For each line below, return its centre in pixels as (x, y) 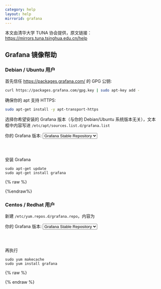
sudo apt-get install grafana (36, 173)
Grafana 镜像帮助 (31, 54)
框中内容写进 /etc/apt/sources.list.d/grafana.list (57, 125)
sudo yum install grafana (31, 264)
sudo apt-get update (26, 168)
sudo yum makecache (25, 259)
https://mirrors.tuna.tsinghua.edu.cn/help (46, 38)
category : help (20, 9)
